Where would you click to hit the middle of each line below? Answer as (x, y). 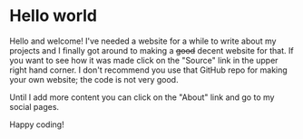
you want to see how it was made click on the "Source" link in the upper (144, 60)
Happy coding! (37, 124)
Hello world (54, 16)
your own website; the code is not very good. (94, 79)
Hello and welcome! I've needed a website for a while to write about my (143, 41)
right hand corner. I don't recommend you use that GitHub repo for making (148, 70)
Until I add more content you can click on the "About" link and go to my (142, 97)
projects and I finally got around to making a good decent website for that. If (151, 50)
